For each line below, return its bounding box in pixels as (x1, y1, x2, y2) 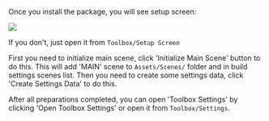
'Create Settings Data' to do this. (8, 79, 117, 88)
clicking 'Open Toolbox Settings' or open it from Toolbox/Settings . (8, 103, 231, 112)
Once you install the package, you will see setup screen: (8, 7, 197, 16)
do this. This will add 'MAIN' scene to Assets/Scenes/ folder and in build (8, 62, 248, 71)
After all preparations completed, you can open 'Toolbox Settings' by (8, 94, 238, 104)
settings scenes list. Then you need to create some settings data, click (8, 70, 244, 80)
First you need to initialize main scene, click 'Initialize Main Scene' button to (8, 53, 261, 63)
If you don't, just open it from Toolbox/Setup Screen (8, 38, 180, 47)
